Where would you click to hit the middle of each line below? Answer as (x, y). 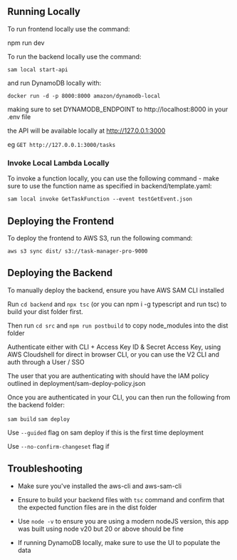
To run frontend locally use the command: (69, 29)
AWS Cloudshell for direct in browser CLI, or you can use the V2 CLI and (113, 354)
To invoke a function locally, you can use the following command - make (113, 178)
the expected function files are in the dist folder (87, 507)
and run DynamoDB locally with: (54, 83)
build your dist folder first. (45, 311)
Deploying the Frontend (61, 221)
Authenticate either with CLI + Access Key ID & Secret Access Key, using (114, 347)
